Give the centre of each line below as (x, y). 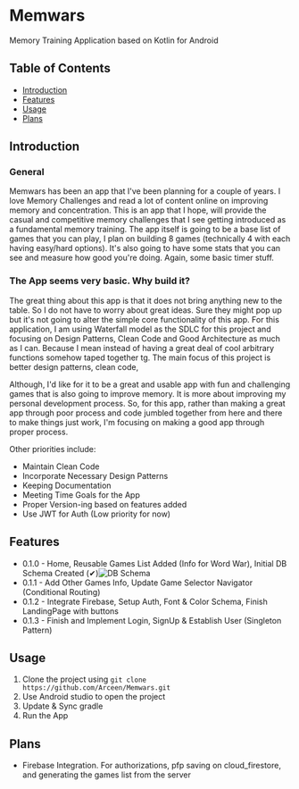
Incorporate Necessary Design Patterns (95, 475)
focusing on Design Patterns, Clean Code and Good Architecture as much (145, 338)
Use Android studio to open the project (94, 697)
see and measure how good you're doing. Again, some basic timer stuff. (142, 258)
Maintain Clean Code (61, 466)
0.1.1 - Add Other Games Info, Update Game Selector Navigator (137, 583)
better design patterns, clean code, (74, 366)
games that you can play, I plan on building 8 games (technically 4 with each (150, 239)
